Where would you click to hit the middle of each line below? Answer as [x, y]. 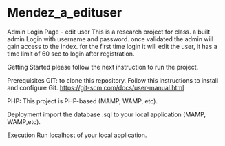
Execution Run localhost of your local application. [77, 135]
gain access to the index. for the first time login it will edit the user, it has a [112, 46]
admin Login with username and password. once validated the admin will [110, 39]
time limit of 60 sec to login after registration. [71, 54]
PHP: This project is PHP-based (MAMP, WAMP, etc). [83, 101]
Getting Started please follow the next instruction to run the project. [103, 67]
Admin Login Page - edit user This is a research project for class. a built [109, 32]
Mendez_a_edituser [65, 13]
